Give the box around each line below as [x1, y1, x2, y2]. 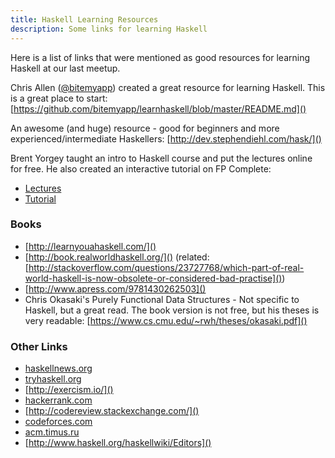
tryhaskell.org [24, 373, 82, 385]
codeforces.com [24, 416, 93, 428]
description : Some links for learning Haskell [10, 24, 208, 34]
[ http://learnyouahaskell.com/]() [24, 240, 157, 252]
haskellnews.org [24, 362, 93, 375]
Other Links [10, 339, 68, 353]
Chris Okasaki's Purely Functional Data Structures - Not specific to [24, 293, 300, 305]
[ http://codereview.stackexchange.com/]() [24, 405, 200, 417]
